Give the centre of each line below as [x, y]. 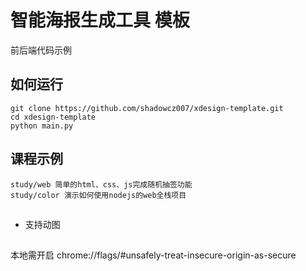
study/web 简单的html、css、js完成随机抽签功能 [101, 184]
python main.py [42, 126]
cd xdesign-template [53, 117]
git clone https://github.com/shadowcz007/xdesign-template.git [147, 108]
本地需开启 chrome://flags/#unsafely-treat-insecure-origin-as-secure [153, 255]
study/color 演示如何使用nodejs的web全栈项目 [98, 195]
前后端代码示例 [41, 50]
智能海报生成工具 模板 [100, 20]
